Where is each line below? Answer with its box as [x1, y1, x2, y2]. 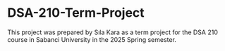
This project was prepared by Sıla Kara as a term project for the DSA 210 [7, 28, 219, 36]
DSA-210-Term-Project [7, 5, 145, 21]
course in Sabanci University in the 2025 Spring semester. [7, 35, 176, 43]
